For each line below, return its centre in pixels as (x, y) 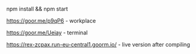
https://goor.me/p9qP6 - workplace (51, 21)
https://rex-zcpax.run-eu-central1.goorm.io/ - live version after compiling (98, 44)
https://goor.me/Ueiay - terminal (47, 33)
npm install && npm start (37, 9)
